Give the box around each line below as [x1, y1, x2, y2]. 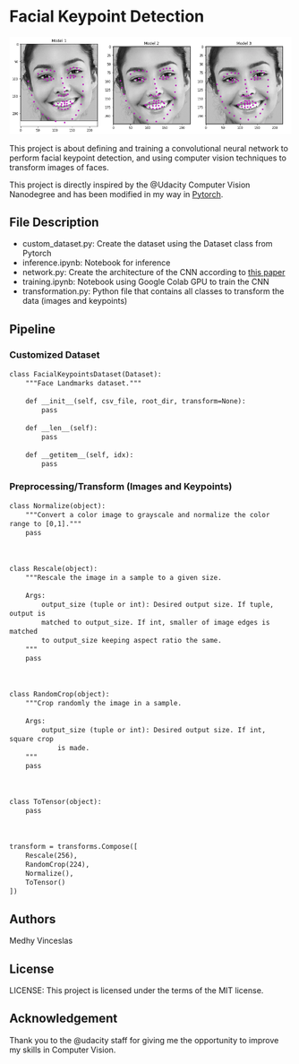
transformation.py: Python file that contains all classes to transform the [21, 286, 285, 297]
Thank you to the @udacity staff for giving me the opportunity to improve [9, 1034, 279, 1045]
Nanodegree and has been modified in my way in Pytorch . [9, 188, 224, 199]
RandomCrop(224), [25, 861, 90, 869]
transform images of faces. [9, 161, 109, 172]
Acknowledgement [9, 1011, 118, 1026]
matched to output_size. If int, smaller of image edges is [41, 619, 270, 627]
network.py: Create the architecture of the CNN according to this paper [21, 267, 286, 278]
